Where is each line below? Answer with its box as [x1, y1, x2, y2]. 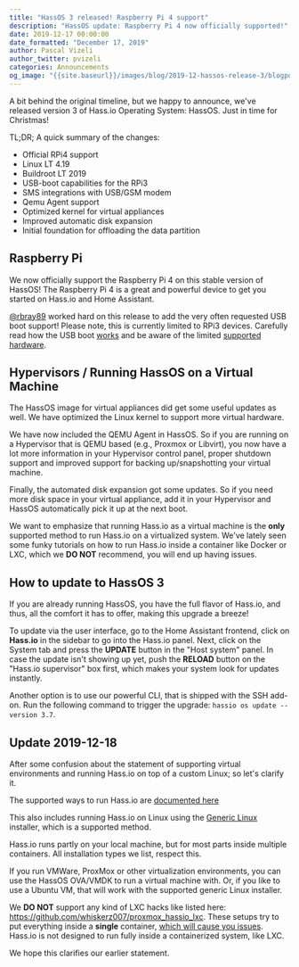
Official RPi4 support [21, 149, 99, 160]
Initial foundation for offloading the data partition [21, 225, 200, 236]
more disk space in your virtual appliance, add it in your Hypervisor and [9, 494, 271, 505]
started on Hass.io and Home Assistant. [9, 293, 155, 304]
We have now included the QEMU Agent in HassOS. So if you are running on [9, 429, 289, 440]
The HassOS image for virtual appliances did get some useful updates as [9, 402, 277, 413]
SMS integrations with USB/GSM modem [21, 186, 172, 197]
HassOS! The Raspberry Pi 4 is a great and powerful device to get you [9, 284, 267, 294]
